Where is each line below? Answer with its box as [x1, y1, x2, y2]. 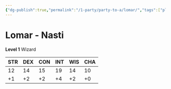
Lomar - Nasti [5, 29, 64, 41]
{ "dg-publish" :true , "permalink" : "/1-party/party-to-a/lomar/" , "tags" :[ [5, 7, 160, 13]
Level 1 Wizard [5, 46, 36, 52]
